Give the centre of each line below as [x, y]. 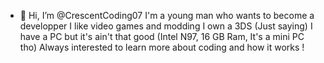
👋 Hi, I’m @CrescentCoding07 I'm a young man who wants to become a [167, 15]
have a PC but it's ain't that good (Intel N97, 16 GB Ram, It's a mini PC [162, 36]
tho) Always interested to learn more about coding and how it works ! [162, 47]
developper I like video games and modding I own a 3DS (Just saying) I [166, 26]
